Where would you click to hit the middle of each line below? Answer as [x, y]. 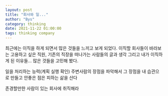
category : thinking [26, 24]
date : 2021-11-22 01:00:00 [33, 29]
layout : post [19, 10]
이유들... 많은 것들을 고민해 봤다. [47, 61]
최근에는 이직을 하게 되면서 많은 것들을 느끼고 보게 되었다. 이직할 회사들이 [77, 48]
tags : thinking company [30, 33]
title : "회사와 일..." [27, 15]
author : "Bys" [20, 19]
